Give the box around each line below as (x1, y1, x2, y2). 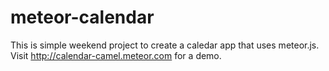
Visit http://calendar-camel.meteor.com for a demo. (10, 49, 222, 61)
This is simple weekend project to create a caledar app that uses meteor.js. (10, 39, 320, 51)
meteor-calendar (10, 6, 155, 29)
